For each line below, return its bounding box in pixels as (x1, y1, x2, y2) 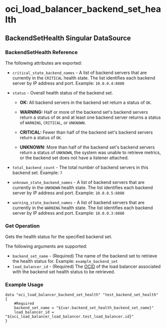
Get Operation (5, 222, 40, 229)
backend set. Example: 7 (12, 169, 63, 175)
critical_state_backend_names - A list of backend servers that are (12, 70, 147, 76)
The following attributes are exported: (5, 60, 82, 66)
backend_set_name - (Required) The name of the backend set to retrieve (12, 253, 158, 259)
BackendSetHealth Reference (5, 49, 78, 56)
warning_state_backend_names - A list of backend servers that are (12, 199, 145, 205)
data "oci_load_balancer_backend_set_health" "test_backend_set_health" (5, 292, 159, 298)
